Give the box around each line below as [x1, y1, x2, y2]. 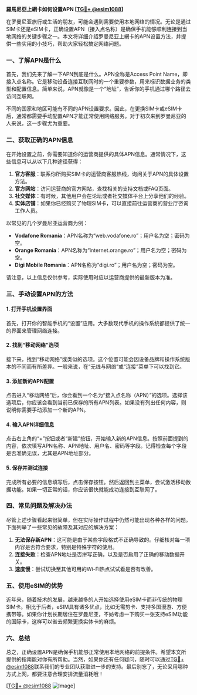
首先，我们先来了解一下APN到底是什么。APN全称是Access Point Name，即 [6, 70, 188, 78]
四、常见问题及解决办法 [6, 502, 72, 510]
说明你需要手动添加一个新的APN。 [6, 406, 89, 413]
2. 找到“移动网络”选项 [6, 342, 59, 349]
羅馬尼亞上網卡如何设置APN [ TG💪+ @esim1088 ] [6, 6, 124, 12]
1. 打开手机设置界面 [6, 305, 53, 313]
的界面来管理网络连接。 [6, 327, 63, 334]
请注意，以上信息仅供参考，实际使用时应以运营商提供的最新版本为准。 [6, 274, 176, 281]
